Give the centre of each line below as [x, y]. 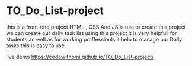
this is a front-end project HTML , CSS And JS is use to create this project [96, 27]
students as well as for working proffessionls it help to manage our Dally [94, 39]
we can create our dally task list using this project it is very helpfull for [92, 33]
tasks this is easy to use [36, 46]
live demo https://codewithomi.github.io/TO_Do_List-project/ [80, 57]
